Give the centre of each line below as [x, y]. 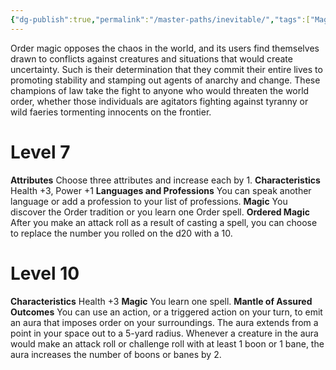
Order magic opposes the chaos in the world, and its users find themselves [165, 48]
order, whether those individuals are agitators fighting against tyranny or [159, 101]
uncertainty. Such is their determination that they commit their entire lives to [166, 69]
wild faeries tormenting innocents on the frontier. [111, 112]
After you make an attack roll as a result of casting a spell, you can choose [164, 222]
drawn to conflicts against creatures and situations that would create [151, 58]
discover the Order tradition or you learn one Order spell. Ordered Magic [160, 212]
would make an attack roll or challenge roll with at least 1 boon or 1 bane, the [167, 343]
